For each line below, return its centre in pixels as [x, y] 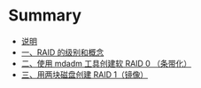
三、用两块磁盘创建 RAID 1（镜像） [84, 74]
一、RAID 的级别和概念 [62, 52]
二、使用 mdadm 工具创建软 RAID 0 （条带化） [106, 63]
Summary [45, 16]
